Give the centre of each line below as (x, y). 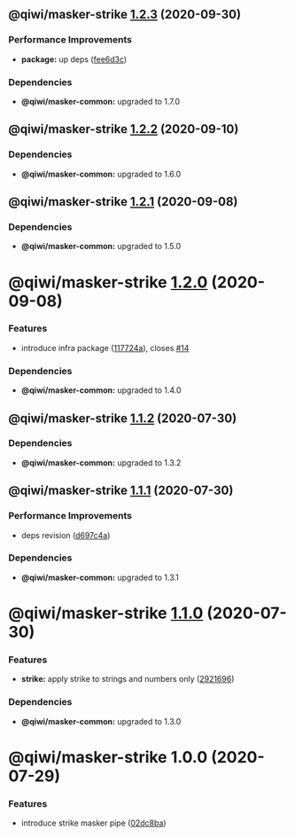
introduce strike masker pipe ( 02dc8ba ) (93, 823)
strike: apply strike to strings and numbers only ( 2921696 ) (128, 679)
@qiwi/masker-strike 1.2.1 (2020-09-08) (123, 202)
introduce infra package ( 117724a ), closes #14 (105, 348)
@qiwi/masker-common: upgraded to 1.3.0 (101, 721)
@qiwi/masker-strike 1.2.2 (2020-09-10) (124, 129)
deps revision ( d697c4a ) (66, 535)
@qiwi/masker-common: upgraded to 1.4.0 (101, 390)
